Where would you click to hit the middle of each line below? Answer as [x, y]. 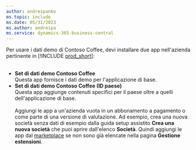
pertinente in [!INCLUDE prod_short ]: [50, 56]
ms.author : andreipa [31, 28]
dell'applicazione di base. [45, 98]
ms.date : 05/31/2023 [31, 22]
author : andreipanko [31, 11]
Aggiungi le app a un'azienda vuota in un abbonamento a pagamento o [100, 111]
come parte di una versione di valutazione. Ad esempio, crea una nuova [101, 117]
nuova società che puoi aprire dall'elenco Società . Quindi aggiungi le [98, 130]
